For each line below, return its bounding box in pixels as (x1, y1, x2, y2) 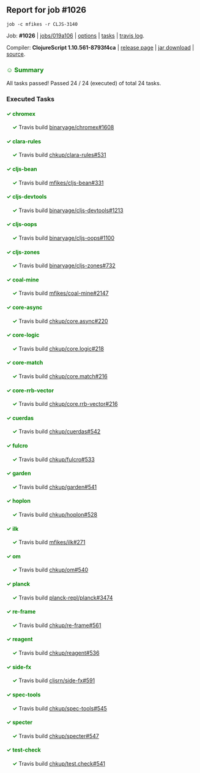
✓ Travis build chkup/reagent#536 (12, 649, 100, 657)
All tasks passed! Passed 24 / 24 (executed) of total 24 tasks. (6, 80, 161, 87)
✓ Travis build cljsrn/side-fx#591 (12, 677, 95, 684)
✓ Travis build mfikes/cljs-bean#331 (12, 179, 104, 186)
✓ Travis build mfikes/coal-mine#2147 (12, 289, 109, 297)
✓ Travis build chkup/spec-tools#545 (12, 704, 107, 712)
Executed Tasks (6, 95, 55, 104)
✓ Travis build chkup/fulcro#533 (12, 455, 95, 463)
